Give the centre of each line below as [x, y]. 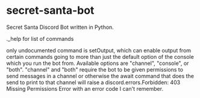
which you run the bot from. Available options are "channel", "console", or [98, 63]
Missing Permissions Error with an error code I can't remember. [85, 88]
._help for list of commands [40, 38]
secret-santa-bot [50, 11]
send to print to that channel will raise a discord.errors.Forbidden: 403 [93, 82]
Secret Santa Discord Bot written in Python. [60, 27]
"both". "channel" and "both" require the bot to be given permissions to [95, 69]
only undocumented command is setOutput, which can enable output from [99, 50]
